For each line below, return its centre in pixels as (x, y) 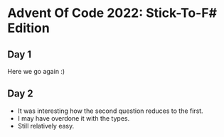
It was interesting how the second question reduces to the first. (111, 111)
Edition (28, 28)
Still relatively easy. (46, 126)
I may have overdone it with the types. (74, 118)
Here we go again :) (36, 71)
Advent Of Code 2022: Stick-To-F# (112, 13)
